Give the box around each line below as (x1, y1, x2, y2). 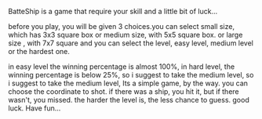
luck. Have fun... (8, 103, 61, 113)
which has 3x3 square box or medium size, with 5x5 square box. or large (8, 31, 243, 39)
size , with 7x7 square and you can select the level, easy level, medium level (8, 38, 253, 48)
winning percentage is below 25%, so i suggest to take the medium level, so (8, 70, 254, 79)
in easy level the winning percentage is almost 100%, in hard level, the (8, 62, 235, 71)
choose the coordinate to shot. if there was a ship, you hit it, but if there (8, 87, 239, 96)
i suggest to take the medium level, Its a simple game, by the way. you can (8, 78, 249, 88)
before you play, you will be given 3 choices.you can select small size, (8, 22, 235, 31)
